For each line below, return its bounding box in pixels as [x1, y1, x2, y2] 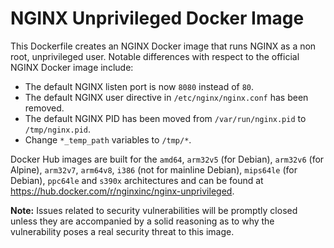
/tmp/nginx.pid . [24, 123, 92, 135]
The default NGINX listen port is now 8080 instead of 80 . [24, 80, 255, 92]
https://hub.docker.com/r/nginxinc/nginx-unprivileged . [10, 185, 235, 197]
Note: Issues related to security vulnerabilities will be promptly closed [10, 204, 298, 216]
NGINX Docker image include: [10, 61, 134, 73]
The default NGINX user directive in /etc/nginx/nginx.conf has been [24, 91, 309, 103]
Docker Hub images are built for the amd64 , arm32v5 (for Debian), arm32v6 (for [10, 153, 325, 165]
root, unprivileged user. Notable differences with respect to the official [10, 50, 300, 62]
